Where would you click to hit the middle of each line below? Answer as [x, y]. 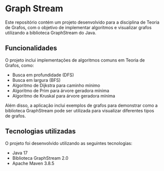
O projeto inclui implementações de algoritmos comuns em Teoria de [75, 60]
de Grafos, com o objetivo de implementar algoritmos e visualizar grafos [78, 27]
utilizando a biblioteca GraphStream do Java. [51, 33]
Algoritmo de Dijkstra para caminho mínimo [56, 85]
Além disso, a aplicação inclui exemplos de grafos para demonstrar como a [82, 105]
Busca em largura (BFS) [36, 80]
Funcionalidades [31, 48]
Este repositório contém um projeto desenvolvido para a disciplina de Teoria [82, 22]
